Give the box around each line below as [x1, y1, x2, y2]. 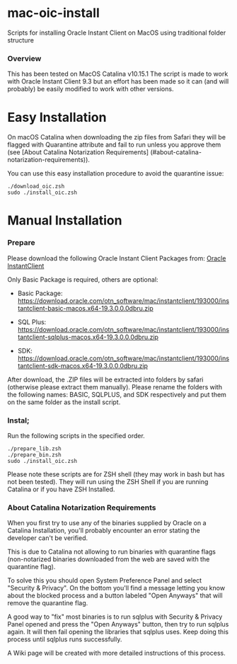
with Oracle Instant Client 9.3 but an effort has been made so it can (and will [7, 77, 229, 86]
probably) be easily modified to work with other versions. [7, 85, 174, 93]
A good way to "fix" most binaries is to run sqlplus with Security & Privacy [7, 612, 223, 621]
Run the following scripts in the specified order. [7, 431, 145, 440]
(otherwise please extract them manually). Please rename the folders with [7, 382, 223, 391]
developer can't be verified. [7, 534, 88, 542]
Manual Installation [7, 212, 122, 229]
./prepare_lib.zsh [7, 445, 62, 452]
